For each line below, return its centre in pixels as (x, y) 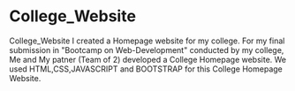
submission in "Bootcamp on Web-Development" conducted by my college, (147, 49)
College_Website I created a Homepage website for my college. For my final (147, 41)
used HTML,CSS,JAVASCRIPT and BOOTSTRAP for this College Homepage (146, 69)
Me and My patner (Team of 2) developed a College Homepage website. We (148, 59)
